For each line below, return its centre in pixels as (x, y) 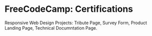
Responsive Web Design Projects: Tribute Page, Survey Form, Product (76, 23)
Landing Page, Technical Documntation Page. (51, 28)
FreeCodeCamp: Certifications (69, 9)
